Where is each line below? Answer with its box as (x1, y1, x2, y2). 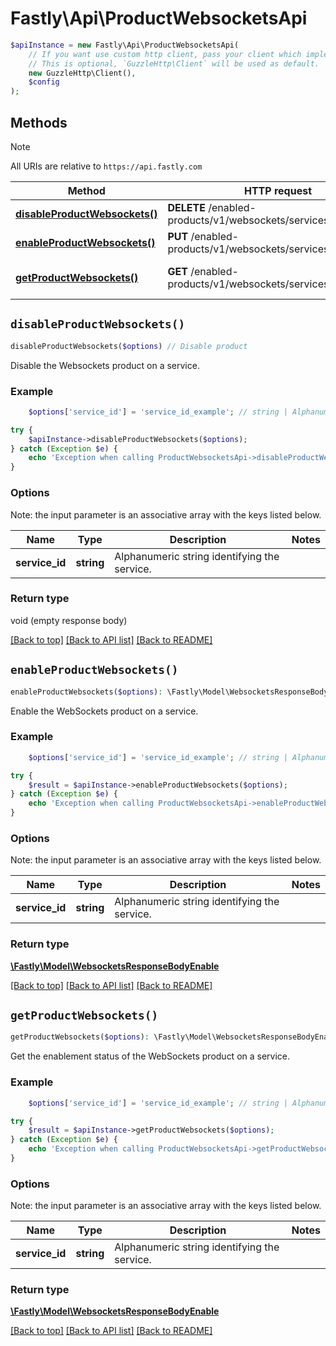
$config (28, 77, 60, 87)
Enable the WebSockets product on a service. (10, 705, 199, 717)
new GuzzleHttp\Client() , (28, 68, 137, 78)
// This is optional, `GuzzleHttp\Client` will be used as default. (28, 58, 320, 69)
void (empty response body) (10, 614, 128, 626)
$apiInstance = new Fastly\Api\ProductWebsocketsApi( (10, 40, 240, 50)
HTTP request (243, 184, 313, 197)
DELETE (167, 201, 206, 214)
